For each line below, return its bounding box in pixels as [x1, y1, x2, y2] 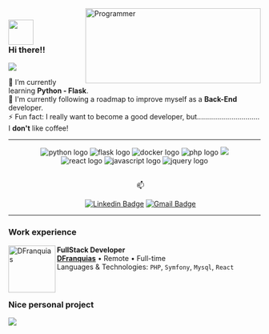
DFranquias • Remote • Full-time [57, 253, 167, 263]
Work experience [8, 227, 77, 238]
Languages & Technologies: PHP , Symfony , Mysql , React [57, 262, 235, 272]
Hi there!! [8, 44, 46, 55]
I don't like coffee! [8, 123, 69, 133]
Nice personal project [8, 299, 94, 310]
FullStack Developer [57, 244, 126, 255]
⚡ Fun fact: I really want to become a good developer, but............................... [8, 112, 260, 122]
